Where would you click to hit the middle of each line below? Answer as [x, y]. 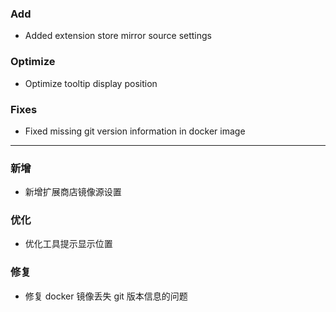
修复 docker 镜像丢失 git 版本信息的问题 [106, 296]
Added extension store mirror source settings [118, 36]
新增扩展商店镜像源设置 [73, 192]
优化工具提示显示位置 [68, 244]
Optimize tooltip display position [91, 83]
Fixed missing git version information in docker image [135, 131]
